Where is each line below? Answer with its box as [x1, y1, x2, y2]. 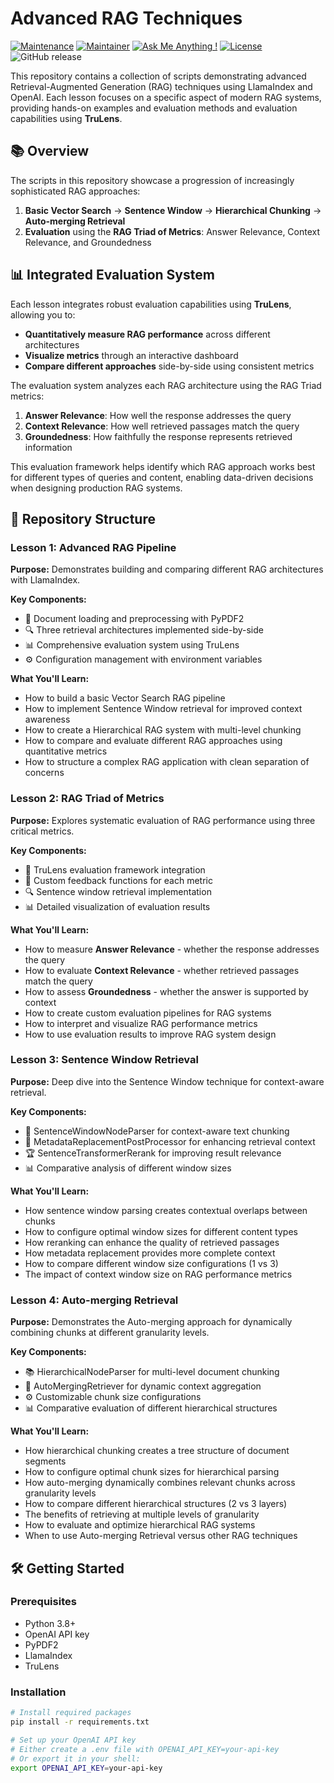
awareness [24, 713, 71, 726]
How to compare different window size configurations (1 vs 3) [24, 1257, 279, 1269]
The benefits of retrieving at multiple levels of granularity [24, 1508, 260, 1521]
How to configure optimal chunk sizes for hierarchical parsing [24, 1466, 280, 1478]
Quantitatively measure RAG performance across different [24, 328, 271, 340]
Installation [10, 1685, 67, 1699]
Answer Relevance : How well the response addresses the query [24, 409, 292, 421]
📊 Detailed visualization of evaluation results [24, 900, 211, 912]
